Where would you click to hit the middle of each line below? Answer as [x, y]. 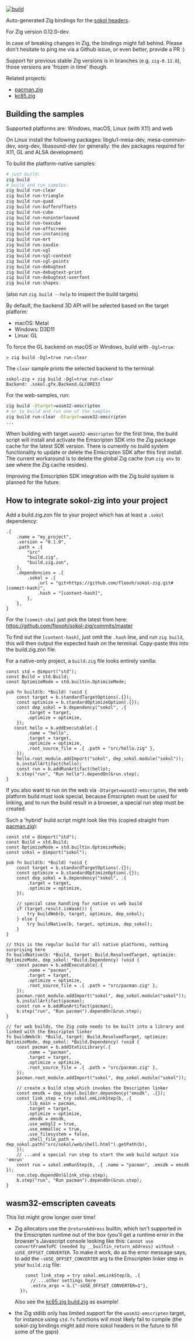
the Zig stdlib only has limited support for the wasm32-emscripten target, [100, 1313]
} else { [27, 919]
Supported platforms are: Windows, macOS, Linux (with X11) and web [90, 128]
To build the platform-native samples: [51, 163]
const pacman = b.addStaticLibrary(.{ [64, 1047]
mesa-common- [167, 139]
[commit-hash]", [26, 588]
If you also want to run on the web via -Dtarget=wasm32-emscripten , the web [97, 790]
